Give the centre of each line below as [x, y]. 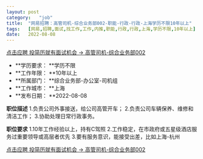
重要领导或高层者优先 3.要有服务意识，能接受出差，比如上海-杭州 [98, 137]
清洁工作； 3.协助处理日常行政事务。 [52, 117]
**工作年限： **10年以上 [46, 73]
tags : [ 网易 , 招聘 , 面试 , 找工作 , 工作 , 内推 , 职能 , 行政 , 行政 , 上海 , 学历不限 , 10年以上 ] [101, 29]
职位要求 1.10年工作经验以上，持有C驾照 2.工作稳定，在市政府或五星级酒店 [99, 129]
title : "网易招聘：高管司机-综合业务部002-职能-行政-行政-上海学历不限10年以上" [99, 23]
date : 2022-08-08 [31, 35]
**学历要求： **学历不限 [45, 66]
